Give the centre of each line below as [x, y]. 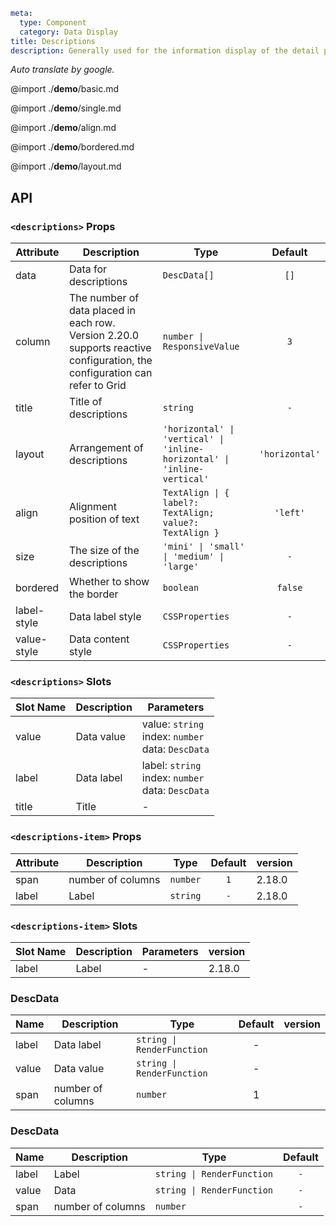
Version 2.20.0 [104, 336]
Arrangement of [106, 448]
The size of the [104, 551]
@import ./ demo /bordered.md [72, 147]
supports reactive [110, 348]
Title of [85, 402]
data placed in [102, 311]
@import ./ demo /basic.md [65, 89]
